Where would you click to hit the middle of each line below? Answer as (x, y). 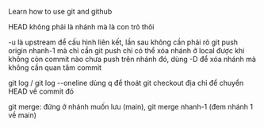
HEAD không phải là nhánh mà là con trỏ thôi (81, 27)
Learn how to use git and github (60, 12)
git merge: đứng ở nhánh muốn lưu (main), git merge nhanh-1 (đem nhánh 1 (131, 107)
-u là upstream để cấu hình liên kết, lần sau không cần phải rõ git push (123, 42)
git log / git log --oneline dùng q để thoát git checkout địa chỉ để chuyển (126, 83)
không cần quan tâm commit (55, 67)
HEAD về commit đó (41, 91)
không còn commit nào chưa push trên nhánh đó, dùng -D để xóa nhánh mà (132, 59)
